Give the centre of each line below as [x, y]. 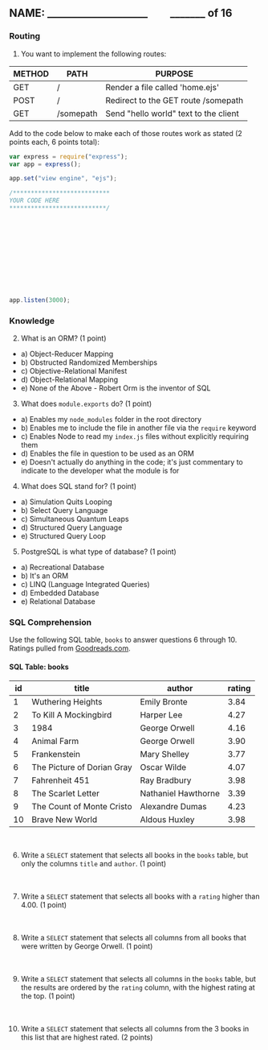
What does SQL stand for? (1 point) [79, 486]
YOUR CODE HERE [35, 200]
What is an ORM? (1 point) [63, 338]
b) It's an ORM [45, 576]
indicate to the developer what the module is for [100, 471]
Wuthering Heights [67, 701]
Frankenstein [56, 754]
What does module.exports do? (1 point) [86, 404]
